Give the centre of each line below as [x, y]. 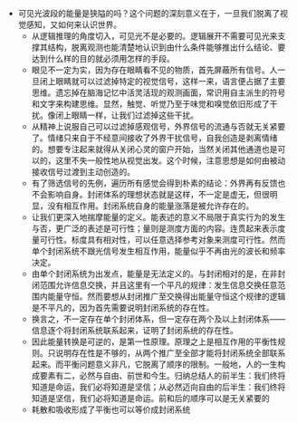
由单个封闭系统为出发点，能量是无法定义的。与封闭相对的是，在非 [154, 274]
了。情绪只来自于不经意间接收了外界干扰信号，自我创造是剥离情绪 [154, 138]
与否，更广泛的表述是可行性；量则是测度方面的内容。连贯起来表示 [154, 228]
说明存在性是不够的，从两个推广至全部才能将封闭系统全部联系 [171, 353]
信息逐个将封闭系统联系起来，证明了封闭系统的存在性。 [134, 330]
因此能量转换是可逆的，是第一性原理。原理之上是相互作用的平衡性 [154, 341]
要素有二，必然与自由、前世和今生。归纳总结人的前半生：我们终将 [163, 375]
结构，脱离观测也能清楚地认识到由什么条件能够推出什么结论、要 [167, 47]
